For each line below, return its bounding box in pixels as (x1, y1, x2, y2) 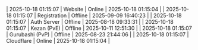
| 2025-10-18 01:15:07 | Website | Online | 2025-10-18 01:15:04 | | (6, 6, 165, 12)
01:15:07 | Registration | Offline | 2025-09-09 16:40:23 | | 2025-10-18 (12, 12, 183, 19)
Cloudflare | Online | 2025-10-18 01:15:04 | (6, 37, 110, 44)
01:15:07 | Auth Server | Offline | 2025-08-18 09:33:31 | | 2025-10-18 (6, 18, 174, 25)
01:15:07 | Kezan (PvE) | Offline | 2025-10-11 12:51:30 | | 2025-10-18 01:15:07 (6, 24, 192, 32)
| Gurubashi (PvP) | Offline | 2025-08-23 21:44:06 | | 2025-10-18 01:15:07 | (6, 31, 189, 38)
